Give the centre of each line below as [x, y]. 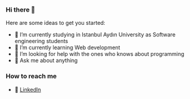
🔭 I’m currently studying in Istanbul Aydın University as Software [95, 35]
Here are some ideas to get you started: [56, 23]
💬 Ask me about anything [46, 61]
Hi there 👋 [21, 10]
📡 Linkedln [28, 89]
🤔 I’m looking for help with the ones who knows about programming [99, 54]
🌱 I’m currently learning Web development [67, 47]
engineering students [41, 41]
